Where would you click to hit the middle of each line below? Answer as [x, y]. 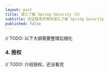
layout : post [19, 10]
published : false [23, 24]
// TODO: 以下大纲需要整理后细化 [39, 38]
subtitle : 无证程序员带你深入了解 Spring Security [54, 19]
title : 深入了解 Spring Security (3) [43, 14]
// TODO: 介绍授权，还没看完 [35, 64]
